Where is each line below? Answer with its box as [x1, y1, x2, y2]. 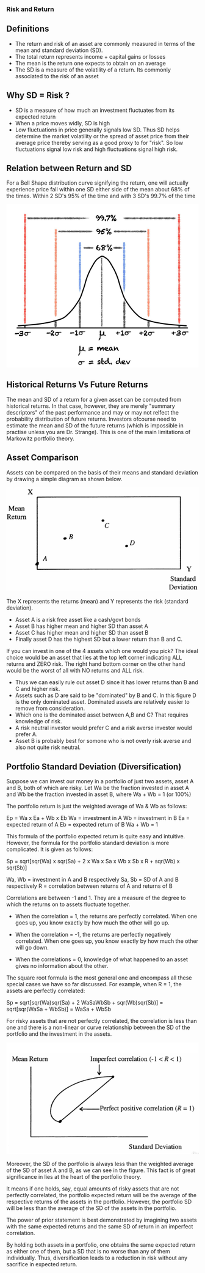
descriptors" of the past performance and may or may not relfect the [6, 408, 179, 416]
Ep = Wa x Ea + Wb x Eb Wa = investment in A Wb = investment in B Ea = [6, 814, 190, 822]
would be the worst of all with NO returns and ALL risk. [6, 667, 145, 674]
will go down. [15, 944, 49, 951]
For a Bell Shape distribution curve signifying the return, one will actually [6, 179, 189, 186]
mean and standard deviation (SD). [15, 46, 103, 54]
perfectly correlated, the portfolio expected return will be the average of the [6, 1192, 197, 1199]
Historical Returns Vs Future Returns [6, 380, 148, 390]
